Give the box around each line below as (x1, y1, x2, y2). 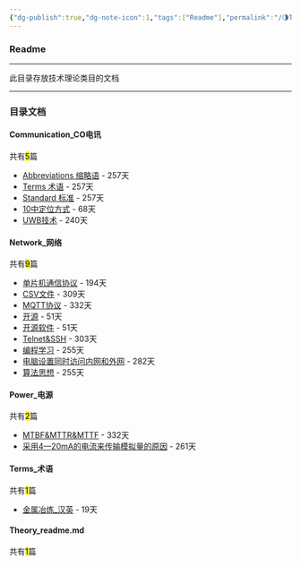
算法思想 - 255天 (21, 367, 85, 378)
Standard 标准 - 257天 (21, 193, 105, 203)
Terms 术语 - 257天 (21, 181, 94, 193)
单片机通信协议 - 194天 (21, 278, 107, 288)
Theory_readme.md (9, 525, 85, 536)
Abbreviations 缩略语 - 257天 (21, 170, 130, 181)
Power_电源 (9, 389, 54, 399)
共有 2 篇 (9, 411, 39, 422)
